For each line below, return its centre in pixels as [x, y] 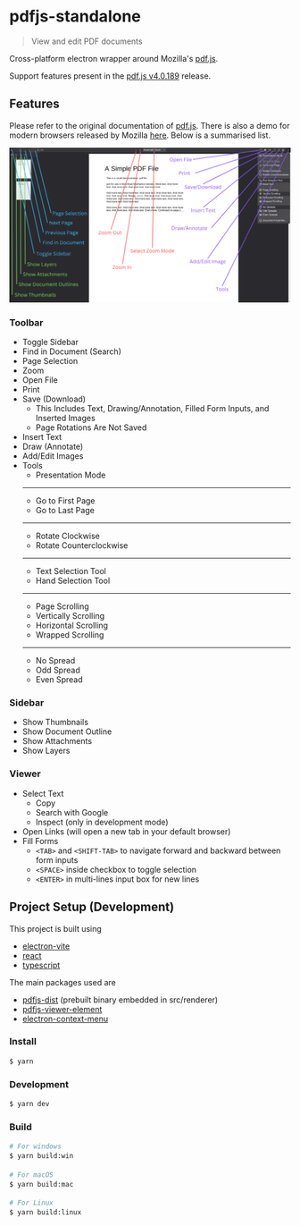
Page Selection [50, 361]
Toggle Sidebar [50, 342]
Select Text [43, 793]
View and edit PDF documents [87, 41]
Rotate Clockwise [67, 536]
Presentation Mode [71, 475]
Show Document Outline [67, 731]
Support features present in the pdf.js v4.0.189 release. [110, 76]
